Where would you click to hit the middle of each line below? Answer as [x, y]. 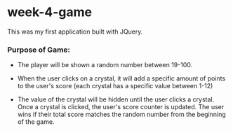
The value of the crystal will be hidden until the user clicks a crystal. [116, 99]
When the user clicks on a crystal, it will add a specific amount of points [121, 78]
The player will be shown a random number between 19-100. [105, 65]
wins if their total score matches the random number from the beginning [121, 114]
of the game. [36, 122]
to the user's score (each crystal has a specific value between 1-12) [115, 86]
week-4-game [50, 12]
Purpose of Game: [39, 50]
